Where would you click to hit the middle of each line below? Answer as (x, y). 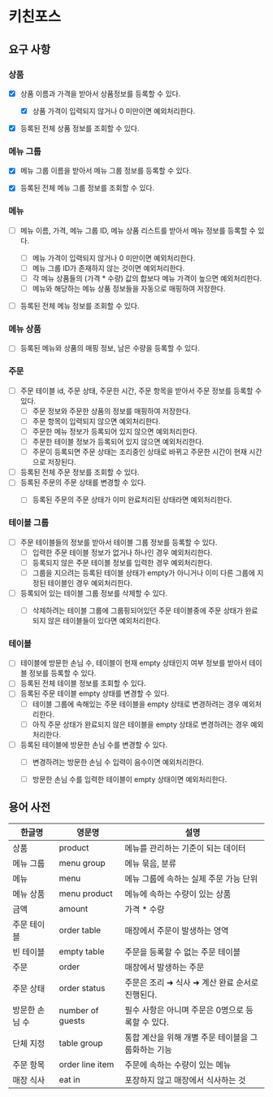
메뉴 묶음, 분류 (151, 863)
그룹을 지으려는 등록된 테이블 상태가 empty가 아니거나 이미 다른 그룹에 (144, 573)
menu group (82, 863)
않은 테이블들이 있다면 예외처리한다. (104, 621)
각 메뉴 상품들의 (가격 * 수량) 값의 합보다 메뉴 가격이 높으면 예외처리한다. (147, 278)
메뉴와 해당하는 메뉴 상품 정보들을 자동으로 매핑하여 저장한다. (129, 289)
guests (72, 1021)
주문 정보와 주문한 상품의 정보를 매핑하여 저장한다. (111, 411)
